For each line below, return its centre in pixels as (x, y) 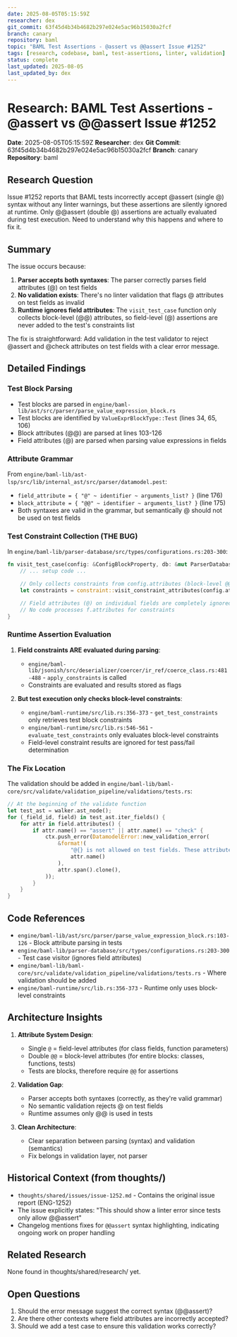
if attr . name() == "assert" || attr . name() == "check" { (118, 830)
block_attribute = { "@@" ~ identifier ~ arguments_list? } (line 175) (121, 503)
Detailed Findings (47, 369)
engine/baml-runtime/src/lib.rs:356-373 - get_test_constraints (123, 712)
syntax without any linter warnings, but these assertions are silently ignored (117, 204)
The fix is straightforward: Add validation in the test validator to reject (108, 339)
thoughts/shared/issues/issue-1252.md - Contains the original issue (116, 1195)
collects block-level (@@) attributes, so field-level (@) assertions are (118, 318)
